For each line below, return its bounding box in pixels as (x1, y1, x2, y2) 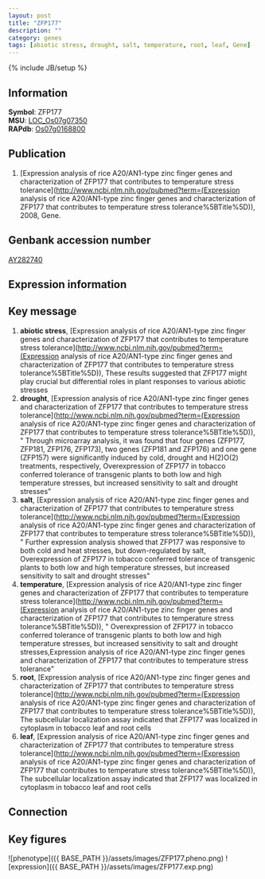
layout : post (8, 11, 52, 20)
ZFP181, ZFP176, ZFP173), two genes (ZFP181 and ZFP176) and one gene (19, 444, 257, 453)
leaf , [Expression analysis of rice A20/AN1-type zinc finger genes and (19, 731, 250, 741)
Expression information (8, 278, 127, 291)
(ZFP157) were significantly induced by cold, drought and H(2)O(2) (19, 453, 239, 462)
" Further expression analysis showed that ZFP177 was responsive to (19, 537, 245, 546)
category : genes (8, 33, 62, 42)
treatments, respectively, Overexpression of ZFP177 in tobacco (19, 461, 226, 470)
